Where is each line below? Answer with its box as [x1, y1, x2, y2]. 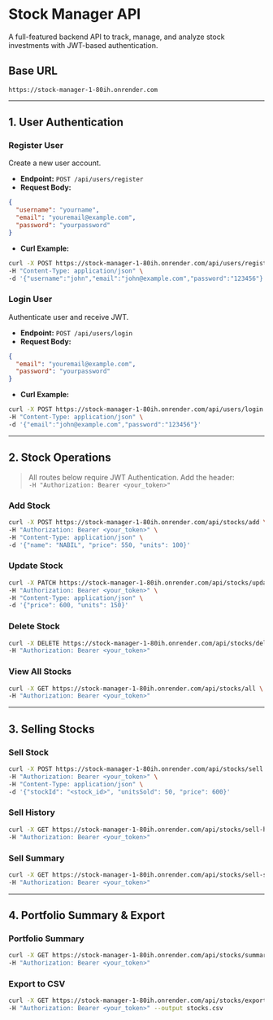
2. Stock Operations [8, 451, 111, 465]
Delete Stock [8, 620, 60, 632]
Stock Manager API [8, 5, 141, 24]
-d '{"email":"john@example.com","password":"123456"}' [8, 420, 201, 428]
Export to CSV [8, 978, 66, 989]
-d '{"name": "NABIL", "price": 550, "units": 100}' [8, 541, 191, 549]
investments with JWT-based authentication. [8, 40, 158, 50]
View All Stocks [8, 666, 71, 677]
